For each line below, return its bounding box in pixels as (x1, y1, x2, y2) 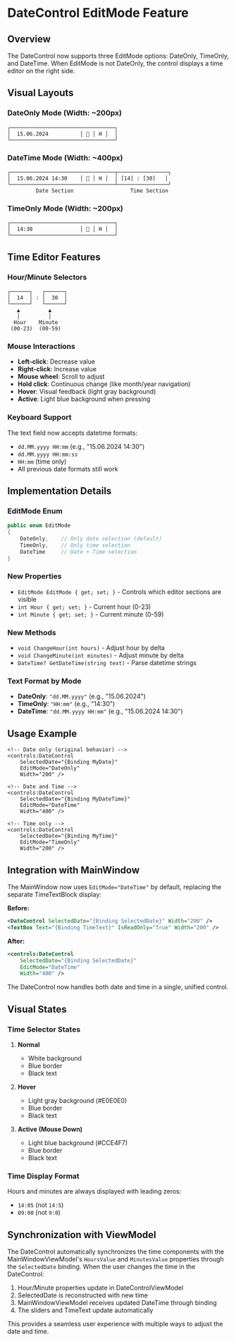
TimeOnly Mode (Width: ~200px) (7, 203, 123, 213)
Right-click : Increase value (17, 365, 97, 373)
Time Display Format (7, 1171, 80, 1181)
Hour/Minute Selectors (7, 272, 87, 282)
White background (27, 1053, 82, 1062)
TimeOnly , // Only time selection (20, 541, 131, 549)
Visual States (7, 1003, 67, 1015)
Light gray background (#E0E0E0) (27, 1096, 128, 1104)
